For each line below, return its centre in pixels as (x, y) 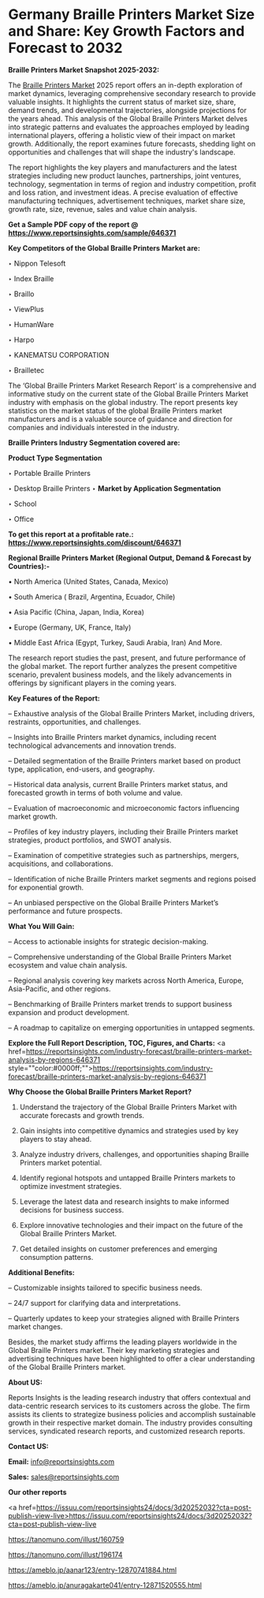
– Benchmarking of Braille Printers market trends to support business (120, 1004)
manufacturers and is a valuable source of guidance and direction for (121, 418)
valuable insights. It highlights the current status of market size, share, (122, 102)
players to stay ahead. (56, 1139)
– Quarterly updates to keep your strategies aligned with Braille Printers (124, 1318)
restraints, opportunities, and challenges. (75, 722)
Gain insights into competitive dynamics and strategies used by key (129, 1130)
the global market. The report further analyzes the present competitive (123, 666)
